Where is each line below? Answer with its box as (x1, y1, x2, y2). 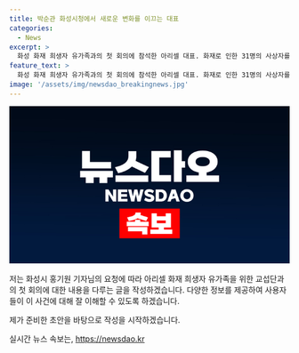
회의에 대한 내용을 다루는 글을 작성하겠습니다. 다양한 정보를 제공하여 (28, 285, 263, 295)
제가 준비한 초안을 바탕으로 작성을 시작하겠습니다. (9, 315, 181, 325)
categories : (9, 23, 53, 33)
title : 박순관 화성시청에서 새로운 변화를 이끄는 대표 (9, 14, 180, 23)
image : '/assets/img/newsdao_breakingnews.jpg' (9, 80, 190, 89)
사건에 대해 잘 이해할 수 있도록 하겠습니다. (35, 296, 181, 307)
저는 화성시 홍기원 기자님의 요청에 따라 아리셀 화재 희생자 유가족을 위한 (9, 274, 254, 285)
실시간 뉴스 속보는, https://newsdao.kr (9, 333, 145, 344)
